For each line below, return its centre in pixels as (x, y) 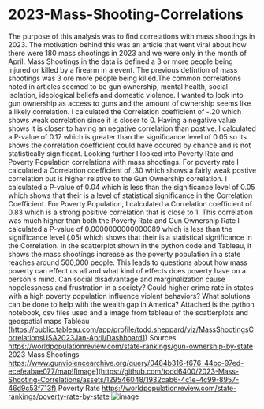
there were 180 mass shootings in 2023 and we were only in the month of (127, 53)
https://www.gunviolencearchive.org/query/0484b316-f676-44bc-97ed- (126, 363)
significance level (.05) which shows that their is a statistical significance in (130, 237)
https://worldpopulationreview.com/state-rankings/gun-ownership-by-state (131, 346)
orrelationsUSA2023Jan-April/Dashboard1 (77, 337)
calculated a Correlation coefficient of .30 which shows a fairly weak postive (132, 170)
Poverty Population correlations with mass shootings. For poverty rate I (123, 162)
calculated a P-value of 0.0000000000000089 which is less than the (120, 229)
